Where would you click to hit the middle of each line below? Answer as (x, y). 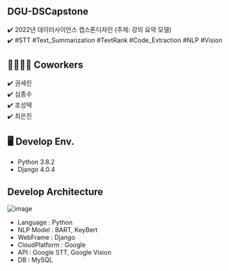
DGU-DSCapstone (48, 12)
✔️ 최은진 (20, 116)
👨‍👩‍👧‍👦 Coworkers (45, 65)
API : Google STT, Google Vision (64, 253)
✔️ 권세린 (20, 83)
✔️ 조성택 (20, 104)
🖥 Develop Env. (41, 141)
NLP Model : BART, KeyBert (57, 230)
